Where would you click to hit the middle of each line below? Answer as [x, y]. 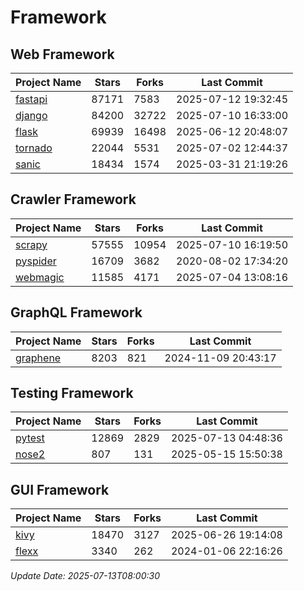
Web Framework [62, 54]
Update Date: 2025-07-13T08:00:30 [85, 576]
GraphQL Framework [76, 312]
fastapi [31, 99]
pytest [30, 438]
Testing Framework [72, 393]
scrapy [31, 244]
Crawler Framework [73, 199]
